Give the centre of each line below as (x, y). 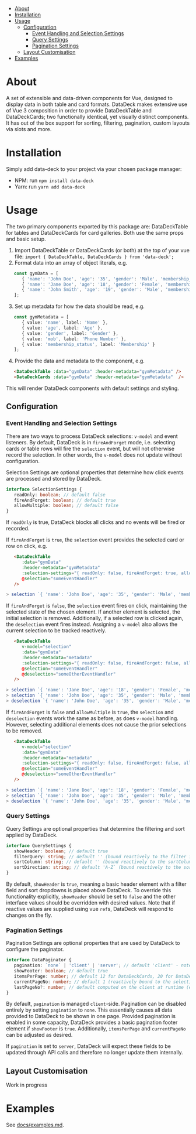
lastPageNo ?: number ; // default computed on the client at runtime (99, 987)
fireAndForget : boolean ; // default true (65, 500)
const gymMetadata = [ (41, 317)
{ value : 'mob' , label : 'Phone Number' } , (74, 339)
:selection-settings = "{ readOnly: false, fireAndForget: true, (100, 573)
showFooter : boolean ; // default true (61, 971)
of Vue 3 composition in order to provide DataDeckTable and (79, 110)
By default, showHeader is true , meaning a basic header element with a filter (96, 884)
